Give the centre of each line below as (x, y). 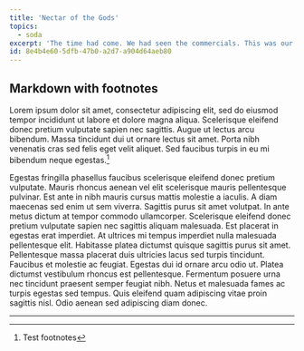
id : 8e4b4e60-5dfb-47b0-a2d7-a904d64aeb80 (90, 52)
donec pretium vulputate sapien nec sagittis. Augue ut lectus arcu (132, 129)
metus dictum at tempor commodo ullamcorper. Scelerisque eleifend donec (150, 216)
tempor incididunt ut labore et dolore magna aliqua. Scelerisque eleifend (144, 120)
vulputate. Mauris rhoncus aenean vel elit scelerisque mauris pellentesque (148, 187)
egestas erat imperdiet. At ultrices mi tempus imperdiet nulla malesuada (143, 235)
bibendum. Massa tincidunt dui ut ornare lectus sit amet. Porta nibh (135, 139)
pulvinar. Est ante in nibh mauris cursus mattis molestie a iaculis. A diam (143, 197)
